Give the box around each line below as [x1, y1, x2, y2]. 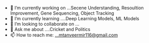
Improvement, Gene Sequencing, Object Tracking [10, 10, 114, 16]
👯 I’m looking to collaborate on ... [10, 21, 80, 27]
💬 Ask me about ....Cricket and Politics [10, 26, 91, 32]
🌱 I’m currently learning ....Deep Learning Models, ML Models [10, 16, 139, 21]
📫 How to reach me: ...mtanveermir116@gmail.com [10, 32, 118, 38]
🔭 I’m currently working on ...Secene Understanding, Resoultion [10, 5, 144, 11]
